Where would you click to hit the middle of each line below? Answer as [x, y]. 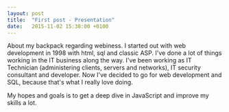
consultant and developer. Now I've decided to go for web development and [114, 75]
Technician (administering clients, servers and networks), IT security [104, 68]
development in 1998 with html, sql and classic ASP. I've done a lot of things [114, 53]
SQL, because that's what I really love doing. [70, 82]
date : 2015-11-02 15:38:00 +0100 [58, 26]
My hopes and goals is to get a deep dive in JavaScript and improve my [108, 96]
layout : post [26, 13]
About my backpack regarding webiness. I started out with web [97, 46]
